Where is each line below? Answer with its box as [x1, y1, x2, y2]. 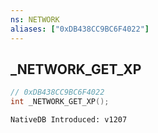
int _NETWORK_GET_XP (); [10, 97, 110, 107]
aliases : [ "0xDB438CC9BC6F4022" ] [10, 24, 150, 34]
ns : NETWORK [10, 14, 60, 25]
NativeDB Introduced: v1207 [10, 115, 128, 125]
